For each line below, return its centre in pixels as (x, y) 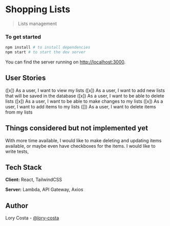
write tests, (17, 151)
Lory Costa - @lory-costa (32, 218)
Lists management (37, 24)
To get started (23, 37)
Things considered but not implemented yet (77, 128)
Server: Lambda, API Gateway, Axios (44, 190)
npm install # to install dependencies (48, 48)
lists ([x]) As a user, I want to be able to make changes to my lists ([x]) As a (84, 101)
